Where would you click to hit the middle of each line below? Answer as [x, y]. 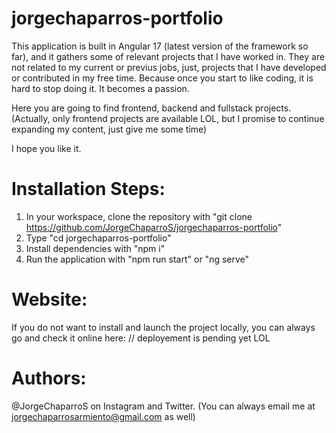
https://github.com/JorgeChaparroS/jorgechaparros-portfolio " [154, 227]
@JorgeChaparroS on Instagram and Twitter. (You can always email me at [163, 406]
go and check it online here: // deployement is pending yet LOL [141, 338]
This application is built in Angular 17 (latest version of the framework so [160, 46]
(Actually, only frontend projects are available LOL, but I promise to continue [168, 118]
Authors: [49, 378]
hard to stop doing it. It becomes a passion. [100, 88]
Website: [49, 299]
